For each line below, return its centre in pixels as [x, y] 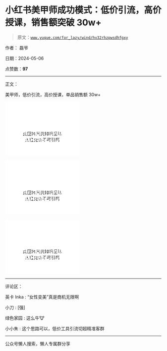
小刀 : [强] [15, 307]
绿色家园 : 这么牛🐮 [25, 318]
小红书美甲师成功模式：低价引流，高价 [83, 10]
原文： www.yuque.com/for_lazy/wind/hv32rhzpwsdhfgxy [73, 37]
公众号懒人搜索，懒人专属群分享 [38, 344]
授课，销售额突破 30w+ [53, 23]
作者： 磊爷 [17, 48]
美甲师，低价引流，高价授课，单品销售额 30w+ [53, 94]
